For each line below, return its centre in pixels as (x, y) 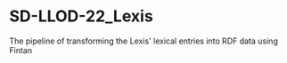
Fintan (21, 50)
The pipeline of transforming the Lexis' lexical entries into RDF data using (143, 41)
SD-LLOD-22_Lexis (81, 16)
